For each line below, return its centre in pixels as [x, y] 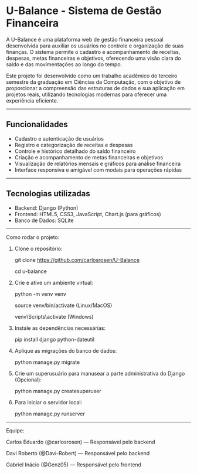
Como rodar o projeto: [33, 237]
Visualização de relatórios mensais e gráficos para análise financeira [97, 163]
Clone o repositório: [38, 248]
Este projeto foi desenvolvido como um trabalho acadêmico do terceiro [92, 76]
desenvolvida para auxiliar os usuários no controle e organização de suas [95, 46]
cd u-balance [30, 271]
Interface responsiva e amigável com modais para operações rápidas [98, 170]
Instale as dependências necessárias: [60, 328]
